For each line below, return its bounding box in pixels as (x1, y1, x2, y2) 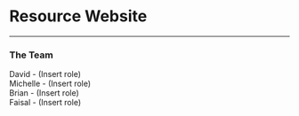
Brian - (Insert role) (9, 88, 80, 98)
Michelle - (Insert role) (9, 78, 92, 89)
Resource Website (9, 6, 148, 27)
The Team (9, 49, 53, 61)
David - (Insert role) (9, 69, 82, 80)
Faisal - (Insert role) (9, 97, 82, 108)
